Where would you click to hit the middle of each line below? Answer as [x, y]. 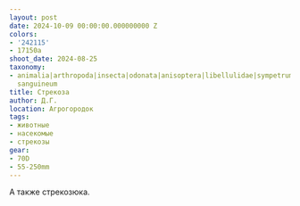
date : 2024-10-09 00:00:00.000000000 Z [83, 26]
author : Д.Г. [33, 100]
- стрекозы [29, 142]
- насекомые [31, 134]
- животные [29, 126]
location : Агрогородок [51, 109]
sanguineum [37, 84]
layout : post [33, 17]
